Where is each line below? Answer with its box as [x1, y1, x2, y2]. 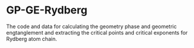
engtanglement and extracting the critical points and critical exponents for [6, 29, 188, 36]
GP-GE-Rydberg [6, 4, 87, 17]
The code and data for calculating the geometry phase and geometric [6, 23, 177, 30]
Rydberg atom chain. [6, 35, 58, 42]
